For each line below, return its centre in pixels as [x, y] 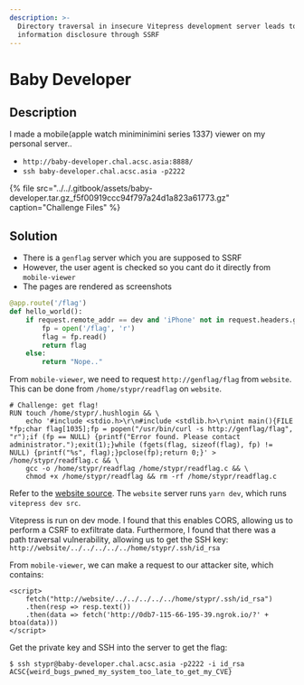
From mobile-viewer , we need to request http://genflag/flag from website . [151, 380]
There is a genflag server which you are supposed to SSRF [132, 258]
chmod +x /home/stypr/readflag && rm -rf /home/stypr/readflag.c [152, 477]
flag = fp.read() [74, 337]
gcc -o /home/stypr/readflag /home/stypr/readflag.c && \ [137, 469]
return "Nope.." [72, 362]
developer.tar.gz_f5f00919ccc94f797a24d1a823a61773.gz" [120, 198]
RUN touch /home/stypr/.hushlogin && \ [85, 413]
